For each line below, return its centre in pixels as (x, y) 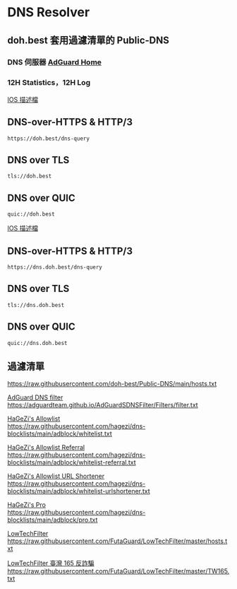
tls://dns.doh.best (36, 305)
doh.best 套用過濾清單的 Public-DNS (88, 40)
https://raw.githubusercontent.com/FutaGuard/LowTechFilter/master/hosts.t (117, 541)
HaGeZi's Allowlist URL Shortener (56, 476)
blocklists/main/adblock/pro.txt (53, 520)
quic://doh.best (31, 214)
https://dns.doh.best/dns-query (55, 267)
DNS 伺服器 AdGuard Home (55, 62)
